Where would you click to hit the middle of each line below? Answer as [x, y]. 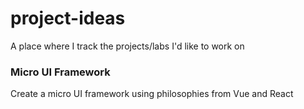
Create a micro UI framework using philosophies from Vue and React [152, 94]
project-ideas [68, 18]
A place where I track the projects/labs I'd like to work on [127, 46]
